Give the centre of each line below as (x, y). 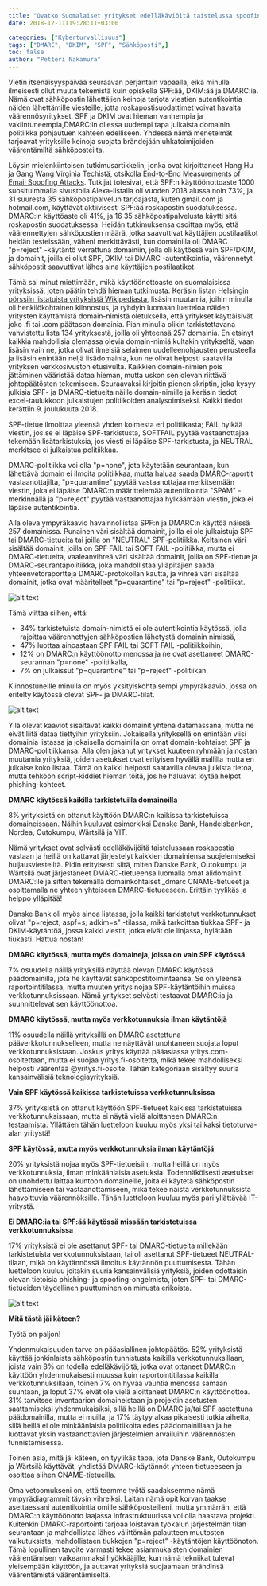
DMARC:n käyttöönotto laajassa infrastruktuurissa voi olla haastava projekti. (132, 1516)
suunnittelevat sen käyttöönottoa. (63, 1004)
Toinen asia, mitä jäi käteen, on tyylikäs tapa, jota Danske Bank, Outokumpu (132, 1458)
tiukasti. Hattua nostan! (46, 939)
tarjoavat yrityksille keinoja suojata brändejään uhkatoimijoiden (111, 141)
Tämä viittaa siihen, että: (48, 613)
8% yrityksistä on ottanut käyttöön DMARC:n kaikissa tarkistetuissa (118, 815)
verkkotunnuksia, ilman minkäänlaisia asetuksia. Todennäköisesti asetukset (131, 1172)
